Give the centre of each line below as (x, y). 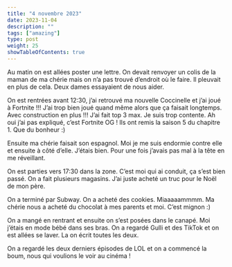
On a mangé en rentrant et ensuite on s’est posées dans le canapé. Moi (109, 220)
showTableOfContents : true (46, 53)
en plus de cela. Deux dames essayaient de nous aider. (86, 87)
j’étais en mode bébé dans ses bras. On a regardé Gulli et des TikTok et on (113, 227)
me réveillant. (26, 157)
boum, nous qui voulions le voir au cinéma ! (69, 256)
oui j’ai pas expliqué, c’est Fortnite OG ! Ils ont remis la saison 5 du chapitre (114, 122)
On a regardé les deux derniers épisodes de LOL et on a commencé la (107, 248)
